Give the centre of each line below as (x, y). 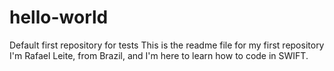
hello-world (59, 17)
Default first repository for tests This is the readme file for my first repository (167, 45)
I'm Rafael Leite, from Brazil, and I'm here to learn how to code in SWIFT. (159, 55)
